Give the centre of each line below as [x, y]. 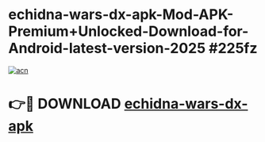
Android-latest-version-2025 [107, 48]
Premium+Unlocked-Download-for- [129, 31]
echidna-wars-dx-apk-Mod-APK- [121, 15]
